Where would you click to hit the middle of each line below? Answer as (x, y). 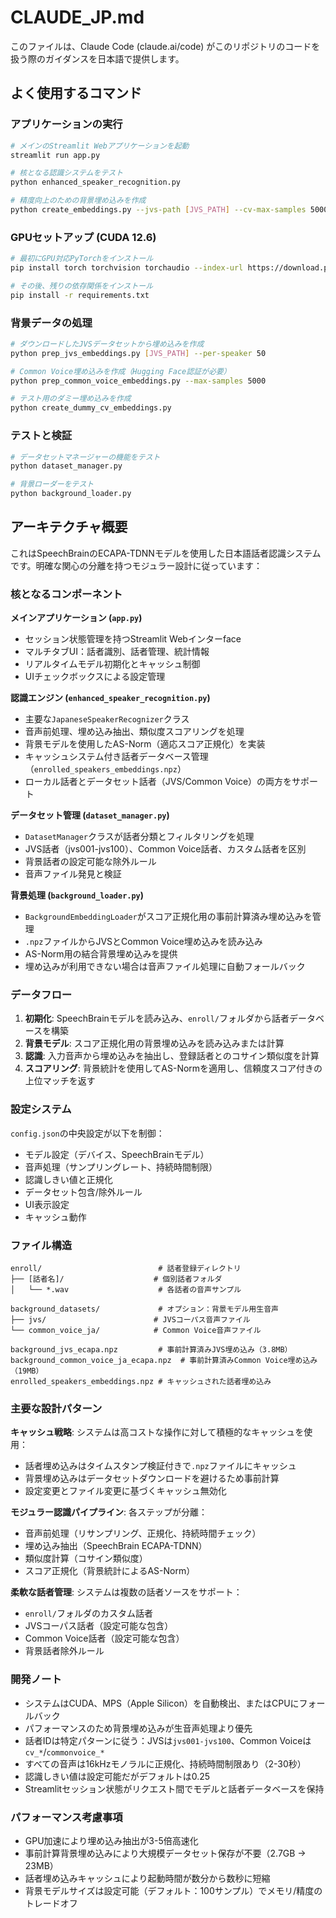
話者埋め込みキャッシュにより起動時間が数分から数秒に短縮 (147, 1878)
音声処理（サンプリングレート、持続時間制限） (121, 1167)
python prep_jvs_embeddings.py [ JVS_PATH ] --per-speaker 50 (138, 353)
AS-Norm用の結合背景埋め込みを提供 (101, 954)
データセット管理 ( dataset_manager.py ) (90, 815)
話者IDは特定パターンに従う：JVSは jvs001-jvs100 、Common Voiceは (168, 1740)
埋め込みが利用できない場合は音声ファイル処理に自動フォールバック (165, 967)
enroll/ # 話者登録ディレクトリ (126, 1269)
